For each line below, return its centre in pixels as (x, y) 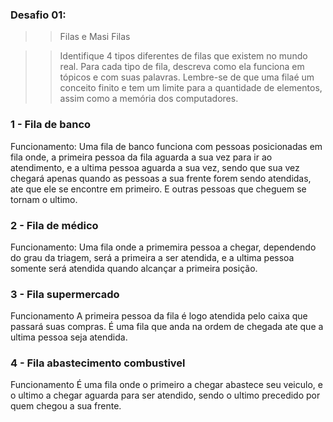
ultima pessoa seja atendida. (69, 337)
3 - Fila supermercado (65, 294)
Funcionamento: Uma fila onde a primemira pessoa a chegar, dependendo (163, 247)
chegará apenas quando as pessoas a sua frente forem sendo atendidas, (161, 178)
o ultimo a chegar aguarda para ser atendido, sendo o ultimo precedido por (165, 395)
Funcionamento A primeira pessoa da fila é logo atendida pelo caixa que (159, 316)
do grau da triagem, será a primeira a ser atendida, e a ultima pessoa (152, 257)
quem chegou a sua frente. (66, 406)
